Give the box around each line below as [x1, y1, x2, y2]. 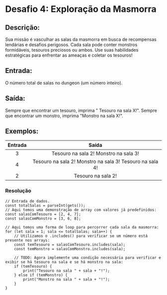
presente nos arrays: [5, 237, 50, 243]
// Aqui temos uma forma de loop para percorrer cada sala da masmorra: [5, 224, 159, 229]
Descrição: [5, 23, 40, 32]
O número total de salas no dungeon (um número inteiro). [5, 79, 123, 85]
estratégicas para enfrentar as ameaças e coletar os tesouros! [5, 52, 133, 58]
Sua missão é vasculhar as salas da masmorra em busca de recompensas [5, 36, 157, 42]
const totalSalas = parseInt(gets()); [5, 203, 85, 208]
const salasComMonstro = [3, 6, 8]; [5, 216, 81, 221]
